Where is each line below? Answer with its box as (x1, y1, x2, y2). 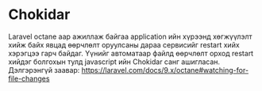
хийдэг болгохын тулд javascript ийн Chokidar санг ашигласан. (8, 57, 221, 66)
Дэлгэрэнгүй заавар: (8, 65, 80, 74)
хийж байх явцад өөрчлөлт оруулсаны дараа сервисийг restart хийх (8, 40, 240, 49)
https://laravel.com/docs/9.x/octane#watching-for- (81, 65, 249, 74)
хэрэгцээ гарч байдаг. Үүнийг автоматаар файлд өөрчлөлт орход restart (8, 48, 254, 58)
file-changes (8, 74, 50, 83)
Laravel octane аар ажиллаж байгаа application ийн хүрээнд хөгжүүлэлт (8, 32, 252, 41)
